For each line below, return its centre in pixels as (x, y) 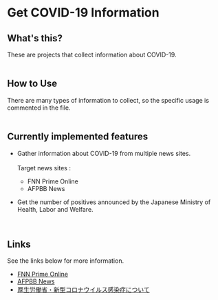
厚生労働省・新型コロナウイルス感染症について (83, 290)
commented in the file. (39, 108)
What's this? (35, 38)
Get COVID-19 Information (83, 13)
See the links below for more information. (66, 261)
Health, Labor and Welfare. (55, 209)
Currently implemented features (78, 137)
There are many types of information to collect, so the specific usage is (108, 100)
